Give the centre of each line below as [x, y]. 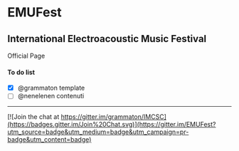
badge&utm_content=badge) [49, 140]
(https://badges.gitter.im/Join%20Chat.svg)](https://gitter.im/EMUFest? [112, 125]
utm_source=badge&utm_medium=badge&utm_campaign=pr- [98, 132]
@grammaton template [51, 88]
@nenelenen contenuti [51, 96]
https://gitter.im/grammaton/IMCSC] [114, 117]
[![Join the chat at [33, 117]
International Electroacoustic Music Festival [107, 39]
